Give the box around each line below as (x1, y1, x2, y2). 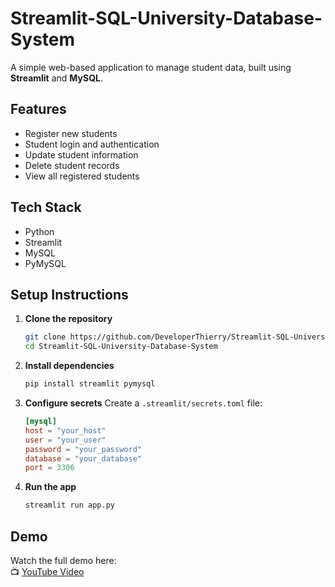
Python (24, 225, 55, 237)
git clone (24, 332, 67, 342)
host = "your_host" (24, 425, 107, 436)
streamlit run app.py (24, 500, 115, 511)
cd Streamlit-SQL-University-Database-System (24, 342, 218, 352)
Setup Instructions (10, 286, 129, 303)
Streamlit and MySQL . (10, 72, 103, 84)
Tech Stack (10, 199, 82, 216)
